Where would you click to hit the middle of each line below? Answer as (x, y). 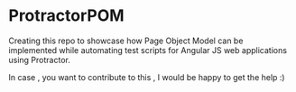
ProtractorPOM (66, 16)
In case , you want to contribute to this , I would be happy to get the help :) (147, 77)
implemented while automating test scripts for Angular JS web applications (148, 50)
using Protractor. (40, 60)
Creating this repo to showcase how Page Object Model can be (126, 41)
